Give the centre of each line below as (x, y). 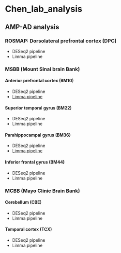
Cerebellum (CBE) (23, 202)
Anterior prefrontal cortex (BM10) (39, 81)
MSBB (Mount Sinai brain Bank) (43, 69)
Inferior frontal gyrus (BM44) (35, 162)
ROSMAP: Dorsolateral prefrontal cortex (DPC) (61, 41)
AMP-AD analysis (32, 27)
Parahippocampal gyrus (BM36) (38, 135)
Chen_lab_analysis (44, 9)
